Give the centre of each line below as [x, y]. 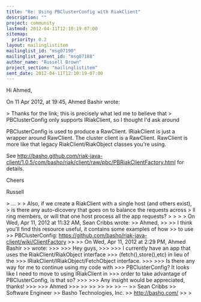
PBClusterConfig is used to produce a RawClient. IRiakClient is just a [91, 131]
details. [15, 169]
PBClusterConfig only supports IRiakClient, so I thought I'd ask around [93, 120]
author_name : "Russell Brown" [44, 62]
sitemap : [17, 34]
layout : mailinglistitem [37, 46]
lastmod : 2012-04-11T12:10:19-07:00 [52, 29]
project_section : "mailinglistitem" [52, 68]
